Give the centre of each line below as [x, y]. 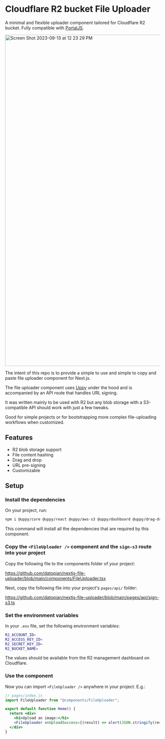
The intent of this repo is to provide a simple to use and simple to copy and [81, 373]
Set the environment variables [42, 615]
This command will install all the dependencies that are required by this [77, 529]
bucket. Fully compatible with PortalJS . [45, 27]
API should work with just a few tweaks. [69, 407]
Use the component [29, 676]
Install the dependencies [35, 500]
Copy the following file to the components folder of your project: [70, 563]
